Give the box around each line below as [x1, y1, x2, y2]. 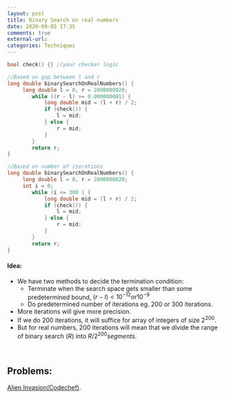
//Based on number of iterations [7, 163, 104, 170]
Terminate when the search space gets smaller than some [27, 284, 193, 292]
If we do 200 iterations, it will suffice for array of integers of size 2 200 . [17, 315, 217, 325]
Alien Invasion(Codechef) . [7, 383, 81, 392]
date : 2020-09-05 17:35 [7, 23, 76, 30]
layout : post [7, 10, 45, 17]
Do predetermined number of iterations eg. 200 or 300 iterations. [27, 300, 213, 308]
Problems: [7, 366, 52, 377]
